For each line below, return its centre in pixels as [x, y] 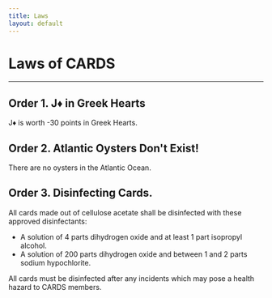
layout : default [36, 23]
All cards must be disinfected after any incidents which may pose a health [132, 278]
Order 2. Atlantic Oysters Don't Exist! [104, 148]
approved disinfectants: [48, 221]
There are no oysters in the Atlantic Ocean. [80, 168]
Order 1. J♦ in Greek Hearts [77, 103]
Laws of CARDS [62, 64]
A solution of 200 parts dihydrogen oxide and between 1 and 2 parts [134, 254]
